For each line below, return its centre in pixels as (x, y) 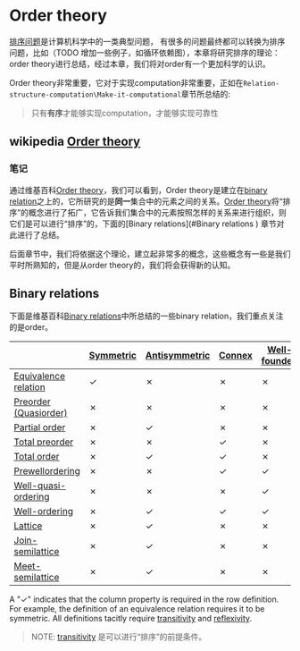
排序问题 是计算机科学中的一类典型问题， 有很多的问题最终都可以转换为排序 (147, 41)
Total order (37, 457)
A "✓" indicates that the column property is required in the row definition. (144, 599)
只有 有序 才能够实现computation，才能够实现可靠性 (125, 113)
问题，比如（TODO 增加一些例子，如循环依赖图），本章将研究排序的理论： (145, 52)
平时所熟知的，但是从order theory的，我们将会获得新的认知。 (122, 265)
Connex (235, 356)
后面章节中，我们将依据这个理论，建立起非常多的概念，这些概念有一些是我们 (150, 254)
